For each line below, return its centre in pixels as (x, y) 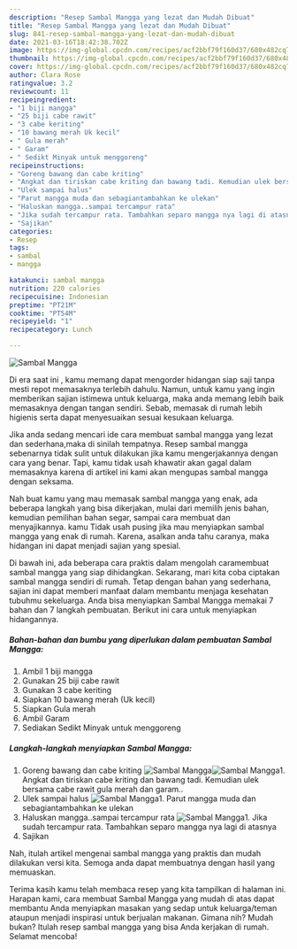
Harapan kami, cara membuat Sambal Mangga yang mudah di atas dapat (142, 899)
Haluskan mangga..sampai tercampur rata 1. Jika (145, 817)
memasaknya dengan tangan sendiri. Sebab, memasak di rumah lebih (136, 408)
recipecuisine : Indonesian (59, 297)
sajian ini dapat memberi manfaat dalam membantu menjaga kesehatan (139, 591)
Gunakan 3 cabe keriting (67, 690)
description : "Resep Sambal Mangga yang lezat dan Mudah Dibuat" (132, 17)
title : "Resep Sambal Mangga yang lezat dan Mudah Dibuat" (120, 26)
